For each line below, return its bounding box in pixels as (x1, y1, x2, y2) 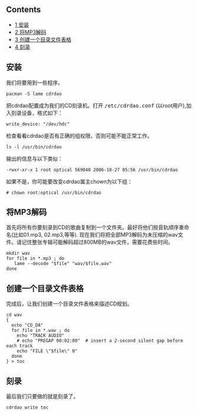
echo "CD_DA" (11, 322, 44, 328)
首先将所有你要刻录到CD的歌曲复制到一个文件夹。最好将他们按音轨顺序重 (6, 224, 185, 231)
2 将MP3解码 (14, 28, 47, 35)
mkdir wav (6, 250, 31, 256)
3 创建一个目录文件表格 (14, 35, 72, 43)
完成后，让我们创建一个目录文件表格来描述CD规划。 (6, 300, 133, 308)
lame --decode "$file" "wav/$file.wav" (14, 261, 112, 267)
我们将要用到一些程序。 (6, 79, 63, 86)
